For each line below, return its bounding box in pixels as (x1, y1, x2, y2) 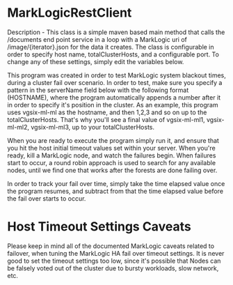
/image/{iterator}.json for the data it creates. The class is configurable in (7, 43, 214, 51)
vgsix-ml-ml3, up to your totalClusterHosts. (31, 123, 155, 131)
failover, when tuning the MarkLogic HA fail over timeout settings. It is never (7, 249, 225, 257)
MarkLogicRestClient (7, 5, 132, 21)
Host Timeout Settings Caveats (7, 219, 191, 235)
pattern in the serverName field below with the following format (7, 86, 189, 94)
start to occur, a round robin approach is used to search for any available (7, 158, 216, 167)
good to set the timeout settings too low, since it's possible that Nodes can (7, 256, 221, 265)
